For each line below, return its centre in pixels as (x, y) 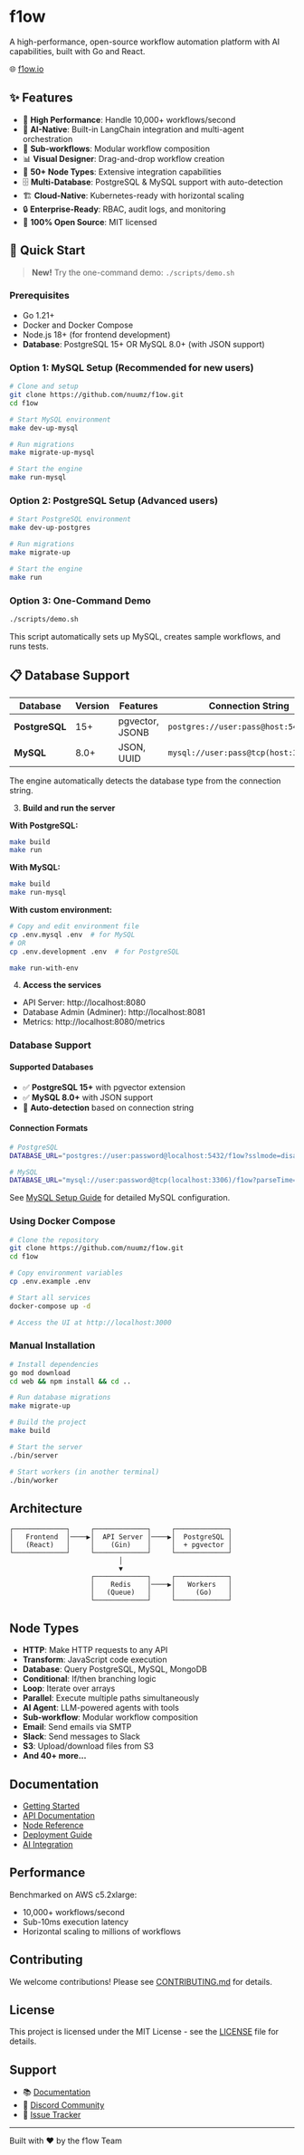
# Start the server (46, 1447)
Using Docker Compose (62, 1221)
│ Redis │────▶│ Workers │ (161, 1585)
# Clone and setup (44, 386)
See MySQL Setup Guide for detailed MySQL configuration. (120, 1198)
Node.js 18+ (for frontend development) (96, 334)
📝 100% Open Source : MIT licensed (90, 222)
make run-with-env (44, 968)
